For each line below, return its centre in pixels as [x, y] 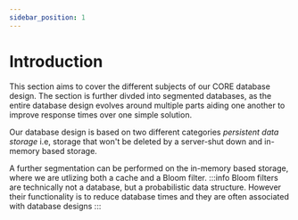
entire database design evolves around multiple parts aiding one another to [147, 105]
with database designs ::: [55, 206]
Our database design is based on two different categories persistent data [144, 132]
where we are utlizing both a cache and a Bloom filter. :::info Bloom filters [144, 177]
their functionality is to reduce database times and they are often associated [149, 196]
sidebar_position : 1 [48, 17]
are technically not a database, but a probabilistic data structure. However [145, 187]
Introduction [56, 61]
